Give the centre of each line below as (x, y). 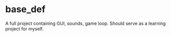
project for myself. (25, 28)
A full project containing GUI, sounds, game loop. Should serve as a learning (86, 23)
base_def (26, 9)
